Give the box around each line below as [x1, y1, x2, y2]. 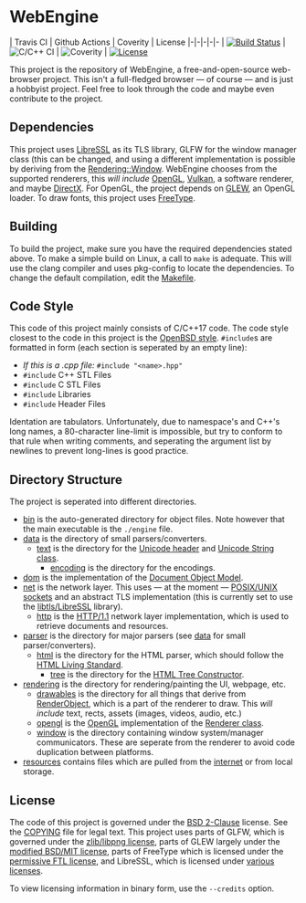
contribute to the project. [9, 93, 103, 104]
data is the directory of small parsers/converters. [22, 533, 207, 544]
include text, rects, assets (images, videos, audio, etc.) [36, 708, 242, 719]
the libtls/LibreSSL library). [22, 601, 123, 613]
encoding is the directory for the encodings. [49, 562, 216, 573]
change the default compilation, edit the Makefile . [9, 272, 196, 283]
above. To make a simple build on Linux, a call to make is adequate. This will [9, 253, 292, 264]
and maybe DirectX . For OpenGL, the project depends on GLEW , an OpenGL [9, 183, 295, 194]
